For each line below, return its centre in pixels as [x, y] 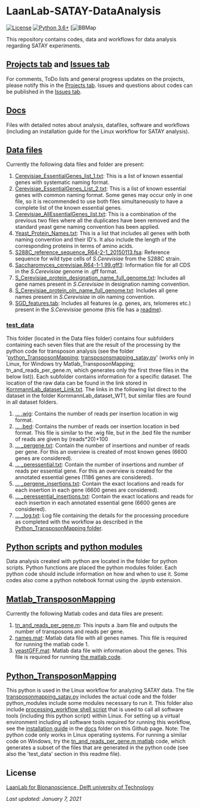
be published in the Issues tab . [44, 92]
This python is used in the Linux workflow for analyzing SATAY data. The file [100, 691]
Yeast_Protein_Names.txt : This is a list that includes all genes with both [102, 233]
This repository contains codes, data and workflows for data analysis [91, 39]
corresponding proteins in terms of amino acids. [74, 246]
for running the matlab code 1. [52, 644]
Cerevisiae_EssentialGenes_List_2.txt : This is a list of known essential [101, 189]
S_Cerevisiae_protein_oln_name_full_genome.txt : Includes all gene [96, 290]
